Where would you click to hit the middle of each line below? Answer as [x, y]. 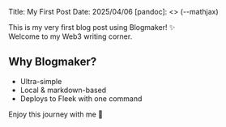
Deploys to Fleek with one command [81, 98]
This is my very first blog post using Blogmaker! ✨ [92, 27]
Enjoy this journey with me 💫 [56, 114]
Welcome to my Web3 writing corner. [70, 36]
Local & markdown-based [63, 90]
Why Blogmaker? [53, 62]
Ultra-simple [41, 81]
